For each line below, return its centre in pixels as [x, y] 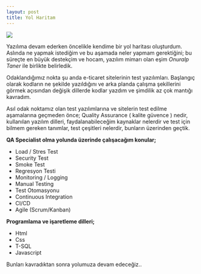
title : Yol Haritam [31, 18]
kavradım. [19, 97]
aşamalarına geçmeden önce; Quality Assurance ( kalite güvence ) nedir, [97, 115]
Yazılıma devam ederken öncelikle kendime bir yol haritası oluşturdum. [94, 46]
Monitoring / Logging [41, 177]
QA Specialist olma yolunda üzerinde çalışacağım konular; [81, 140]
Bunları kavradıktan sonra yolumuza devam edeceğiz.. [74, 264]
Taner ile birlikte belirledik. [39, 66]
